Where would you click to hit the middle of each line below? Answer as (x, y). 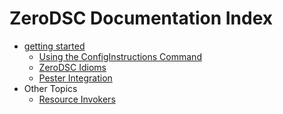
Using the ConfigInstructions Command (120, 56)
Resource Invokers (77, 99)
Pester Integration (75, 78)
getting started (54, 46)
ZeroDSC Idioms (72, 67)
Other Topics (50, 88)
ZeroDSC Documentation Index (141, 18)
